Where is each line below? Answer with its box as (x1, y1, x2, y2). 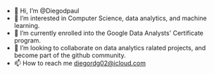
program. (13, 36, 41, 45)
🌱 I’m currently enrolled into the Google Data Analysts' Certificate (13, 29, 204, 37)
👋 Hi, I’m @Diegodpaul (13, 7, 80, 15)
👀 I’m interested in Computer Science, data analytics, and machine (13, 14, 207, 22)
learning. (13, 22, 40, 29)
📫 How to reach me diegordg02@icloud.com (13, 59, 146, 67)
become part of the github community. (13, 51, 126, 59)
